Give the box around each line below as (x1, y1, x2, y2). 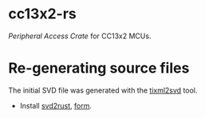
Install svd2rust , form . (19, 100, 93, 110)
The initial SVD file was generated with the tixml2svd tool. (8, 85, 198, 95)
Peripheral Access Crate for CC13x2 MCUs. (8, 31, 152, 41)
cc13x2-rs (8, 5, 77, 23)
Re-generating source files (8, 59, 190, 77)
